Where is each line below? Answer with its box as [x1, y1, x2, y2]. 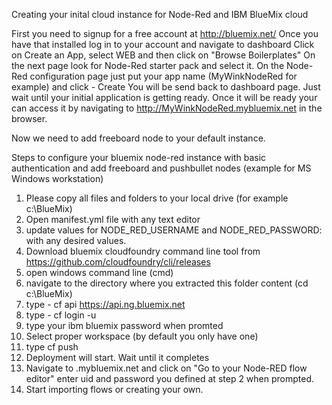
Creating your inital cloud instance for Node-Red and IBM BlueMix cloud [11, 9, 309, 20]
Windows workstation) [11, 173, 104, 184]
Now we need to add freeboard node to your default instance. [11, 132, 266, 144]
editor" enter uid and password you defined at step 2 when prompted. [25, 373, 315, 384]
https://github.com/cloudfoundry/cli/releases [25, 256, 211, 268]
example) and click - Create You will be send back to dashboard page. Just [11, 81, 321, 93]
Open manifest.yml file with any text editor [25, 214, 201, 225]
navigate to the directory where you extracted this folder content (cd [25, 277, 309, 289]
